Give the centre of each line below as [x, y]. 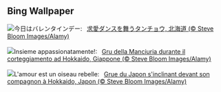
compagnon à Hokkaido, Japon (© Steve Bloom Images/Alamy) [97, 81]
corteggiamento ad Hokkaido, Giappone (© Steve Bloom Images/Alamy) [109, 59]
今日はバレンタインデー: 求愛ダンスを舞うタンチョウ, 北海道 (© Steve [114, 28]
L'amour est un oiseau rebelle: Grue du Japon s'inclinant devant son [112, 74]
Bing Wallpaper [41, 11]
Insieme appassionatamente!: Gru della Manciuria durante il [100, 51]
